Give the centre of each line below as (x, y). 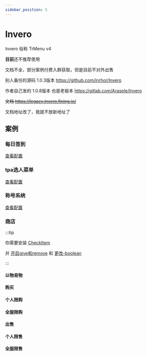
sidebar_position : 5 (26, 10)
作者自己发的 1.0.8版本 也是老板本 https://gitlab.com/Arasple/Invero (73, 91)
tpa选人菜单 (19, 170)
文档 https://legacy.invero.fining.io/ (41, 101)
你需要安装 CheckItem (28, 243)
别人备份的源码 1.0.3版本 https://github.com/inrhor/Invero (63, 80)
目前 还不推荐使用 (23, 59)
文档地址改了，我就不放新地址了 (38, 111)
